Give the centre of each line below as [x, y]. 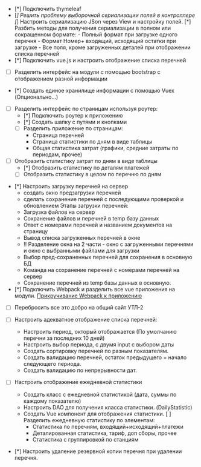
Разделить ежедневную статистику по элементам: [89, 420]
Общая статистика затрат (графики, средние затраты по [105, 148]
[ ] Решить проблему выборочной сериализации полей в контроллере [105, 15]
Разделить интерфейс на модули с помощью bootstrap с [87, 72]
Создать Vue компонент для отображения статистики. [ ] [97, 414]
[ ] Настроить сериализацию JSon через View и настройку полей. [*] [103, 22]
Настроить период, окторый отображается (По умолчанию [100, 332]
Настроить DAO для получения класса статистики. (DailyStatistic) [108, 407]
